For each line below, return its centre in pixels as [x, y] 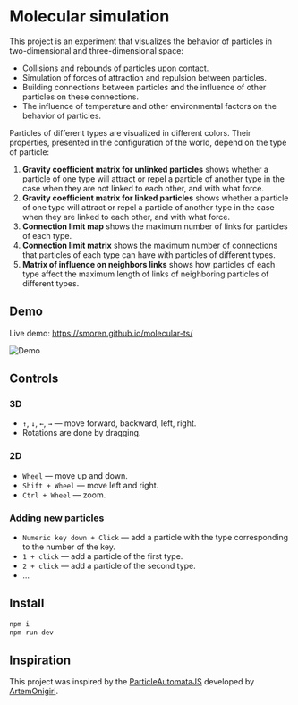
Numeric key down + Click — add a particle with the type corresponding [155, 538]
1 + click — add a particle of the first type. [102, 556]
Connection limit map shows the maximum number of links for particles [155, 226]
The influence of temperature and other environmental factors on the [149, 106]
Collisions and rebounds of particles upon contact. [115, 68]
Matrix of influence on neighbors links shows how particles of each [149, 264]
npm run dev [31, 633]
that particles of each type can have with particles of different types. [149, 255]
